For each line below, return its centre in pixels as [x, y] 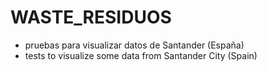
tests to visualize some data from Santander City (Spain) [141, 55]
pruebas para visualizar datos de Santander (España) [134, 45]
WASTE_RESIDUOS [91, 17]
